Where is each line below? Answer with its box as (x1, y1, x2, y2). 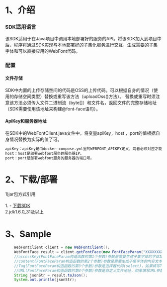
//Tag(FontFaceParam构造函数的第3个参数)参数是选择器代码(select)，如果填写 (14, 263, 160, 269)
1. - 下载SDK (5, 202, 31, 209)
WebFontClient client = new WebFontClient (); (14, 245, 110, 250)
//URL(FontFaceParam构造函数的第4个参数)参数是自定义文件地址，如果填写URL (14, 268, 157, 273)
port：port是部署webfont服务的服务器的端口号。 (5, 155, 94, 161)
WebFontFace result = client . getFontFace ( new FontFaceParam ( (14, 250, 143, 255)
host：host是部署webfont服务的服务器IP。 (5, 151, 84, 156)
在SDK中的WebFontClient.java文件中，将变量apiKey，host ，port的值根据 (5, 130, 156, 136)
